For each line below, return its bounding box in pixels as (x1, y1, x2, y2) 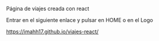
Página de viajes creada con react (6, 5, 90, 12)
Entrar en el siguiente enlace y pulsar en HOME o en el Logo (6, 17, 153, 23)
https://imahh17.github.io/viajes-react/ (6, 28, 99, 35)
